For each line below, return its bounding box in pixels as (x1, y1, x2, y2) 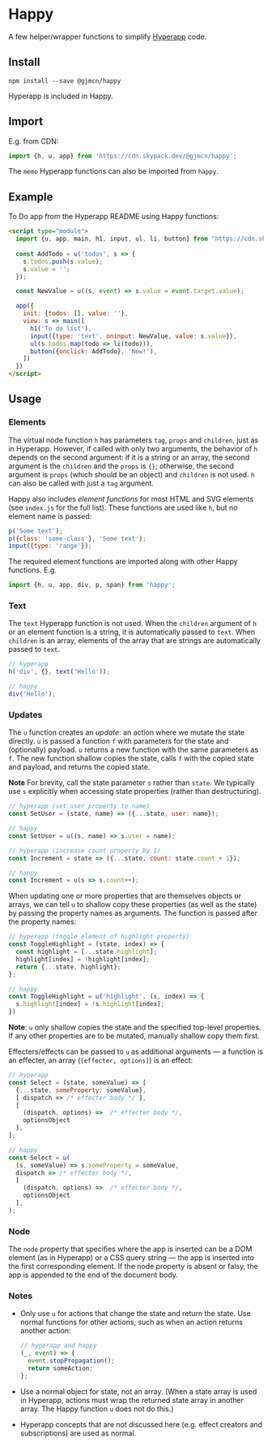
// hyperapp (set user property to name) (8, 802, 151, 810)
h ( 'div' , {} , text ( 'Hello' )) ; (8, 667, 111, 676)
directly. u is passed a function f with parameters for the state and (8, 736, 229, 746)
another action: (19, 1326, 71, 1336)
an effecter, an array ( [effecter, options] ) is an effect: (8, 1055, 193, 1065)
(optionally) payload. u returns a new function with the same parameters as (8, 745, 259, 755)
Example (8, 190, 53, 204)
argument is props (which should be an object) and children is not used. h (8, 469, 255, 479)
